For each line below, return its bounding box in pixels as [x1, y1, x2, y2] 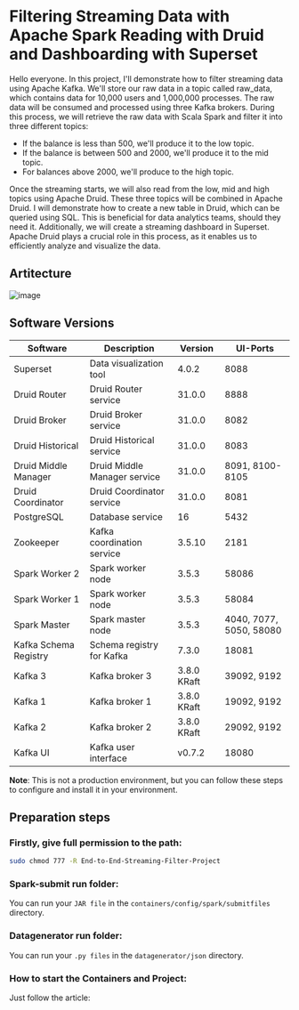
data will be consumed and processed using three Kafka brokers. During [9, 101, 275, 112]
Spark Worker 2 [13, 567, 80, 579]
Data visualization [89, 357, 165, 369]
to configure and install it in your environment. [9, 784, 178, 795]
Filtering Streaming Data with [9, 6, 230, 27]
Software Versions [9, 316, 115, 331]
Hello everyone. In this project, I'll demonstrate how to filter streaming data [9, 73, 283, 84]
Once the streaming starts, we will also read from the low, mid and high [9, 183, 270, 194]
